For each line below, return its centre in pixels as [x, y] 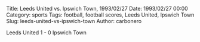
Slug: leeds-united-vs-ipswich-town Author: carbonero [74, 21]
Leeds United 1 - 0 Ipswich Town [46, 33]
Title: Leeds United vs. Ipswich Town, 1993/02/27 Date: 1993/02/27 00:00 [97, 9]
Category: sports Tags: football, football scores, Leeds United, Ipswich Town [100, 15]
